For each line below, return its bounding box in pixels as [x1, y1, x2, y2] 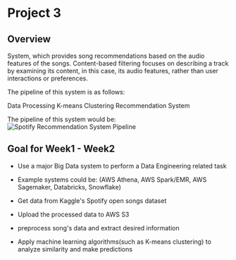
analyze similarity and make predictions [17, 244, 132, 253]
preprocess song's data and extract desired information [17, 223, 180, 232]
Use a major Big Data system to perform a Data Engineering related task [17, 161, 227, 170]
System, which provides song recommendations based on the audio [7, 51, 205, 60]
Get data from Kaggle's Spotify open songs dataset [17, 196, 167, 205]
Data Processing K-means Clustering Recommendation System [7, 101, 190, 110]
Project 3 [7, 5, 61, 21]
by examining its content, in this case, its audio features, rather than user [7, 67, 218, 75]
